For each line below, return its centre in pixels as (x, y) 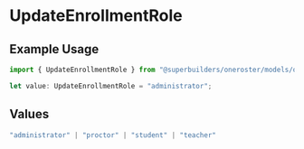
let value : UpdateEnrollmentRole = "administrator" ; (111, 86)
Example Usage (54, 49)
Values (29, 114)
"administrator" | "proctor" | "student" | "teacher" (113, 135)
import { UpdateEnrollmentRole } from (82, 70)
